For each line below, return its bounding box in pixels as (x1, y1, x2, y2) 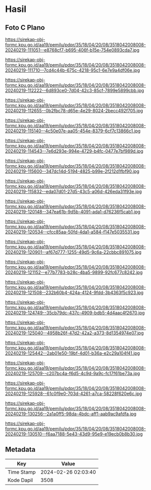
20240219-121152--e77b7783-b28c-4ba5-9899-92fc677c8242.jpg (5, 270, 143, 275)
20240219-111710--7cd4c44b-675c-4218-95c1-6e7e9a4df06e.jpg (5, 67, 140, 73)
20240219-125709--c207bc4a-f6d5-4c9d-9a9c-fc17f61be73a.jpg (5, 371, 140, 376)
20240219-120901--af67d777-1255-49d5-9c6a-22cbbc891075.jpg (5, 249, 142, 255)
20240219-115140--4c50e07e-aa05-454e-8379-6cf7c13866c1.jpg (5, 128, 141, 134)
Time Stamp (7, 469, 36, 476)
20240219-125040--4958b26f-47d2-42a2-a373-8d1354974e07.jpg (5, 330, 144, 336)
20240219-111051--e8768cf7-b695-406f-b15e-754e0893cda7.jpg (5, 47, 140, 53)
